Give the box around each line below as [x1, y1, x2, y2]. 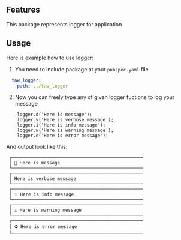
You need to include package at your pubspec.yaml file [14, 65, 149, 73]
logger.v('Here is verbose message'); [17, 117, 114, 123]
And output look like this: [6, 143, 68, 151]
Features [6, 5, 40, 15]
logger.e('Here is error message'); [17, 133, 109, 139]
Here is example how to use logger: [6, 54, 94, 61]
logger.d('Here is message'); [17, 112, 93, 118]
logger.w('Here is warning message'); [17, 127, 114, 134]
